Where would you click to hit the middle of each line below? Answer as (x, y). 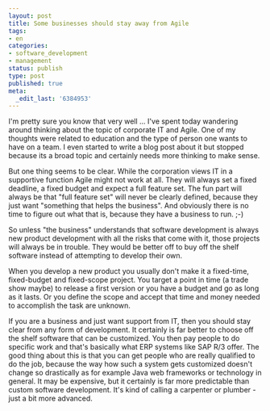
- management (30, 61)
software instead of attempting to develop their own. (96, 256)
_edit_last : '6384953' (54, 99)
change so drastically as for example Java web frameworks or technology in (135, 373)
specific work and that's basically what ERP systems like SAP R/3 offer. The (134, 347)
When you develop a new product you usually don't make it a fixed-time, (129, 271)
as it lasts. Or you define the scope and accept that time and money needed (134, 297)
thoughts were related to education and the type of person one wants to (128, 139)
